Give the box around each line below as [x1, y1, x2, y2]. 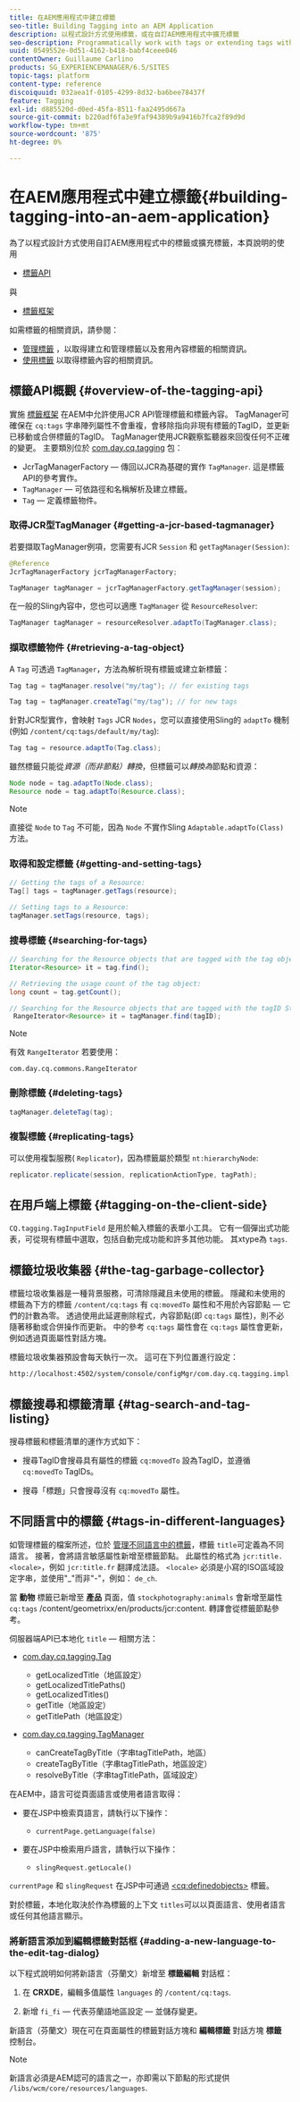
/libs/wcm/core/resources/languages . [9, 2082, 148, 2093]
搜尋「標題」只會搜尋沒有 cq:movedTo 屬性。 [21, 1485, 185, 1496]
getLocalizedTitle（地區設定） [35, 1669, 146, 1680]
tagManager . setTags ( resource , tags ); [9, 911, 150, 920]
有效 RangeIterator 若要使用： [9, 1047, 121, 1058]
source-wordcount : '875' [9, 130, 102, 139]
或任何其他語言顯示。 [9, 1910, 87, 1921]
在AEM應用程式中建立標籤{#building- [9, 187, 288, 207]
